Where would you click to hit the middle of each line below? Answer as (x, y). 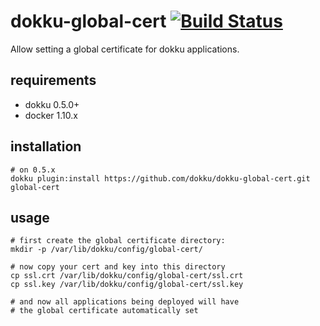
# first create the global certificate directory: (118, 241)
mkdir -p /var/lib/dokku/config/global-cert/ (106, 250)
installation (46, 146)
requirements (53, 80)
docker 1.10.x (51, 115)
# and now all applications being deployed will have (125, 302)
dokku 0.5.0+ (52, 104)
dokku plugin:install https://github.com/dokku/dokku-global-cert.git (160, 178)
